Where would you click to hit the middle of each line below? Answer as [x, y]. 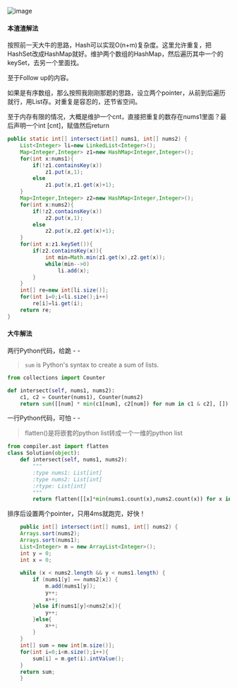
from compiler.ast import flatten [58, 447]
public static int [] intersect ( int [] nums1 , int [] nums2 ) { [98, 139]
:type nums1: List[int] [67, 473]
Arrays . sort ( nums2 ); [50, 534]
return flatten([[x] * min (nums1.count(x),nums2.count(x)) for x [127, 499]
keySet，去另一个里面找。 [45, 63]
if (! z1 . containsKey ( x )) [67, 165]
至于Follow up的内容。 [40, 78]
